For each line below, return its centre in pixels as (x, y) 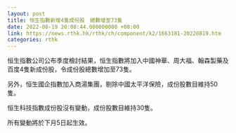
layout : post (26, 14)
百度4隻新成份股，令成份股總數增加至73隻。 (71, 69)
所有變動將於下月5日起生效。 (49, 122)
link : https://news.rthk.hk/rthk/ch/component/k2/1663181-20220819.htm (114, 33)
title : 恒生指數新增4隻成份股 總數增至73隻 (65, 20)
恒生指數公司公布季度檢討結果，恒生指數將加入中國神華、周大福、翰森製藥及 (118, 61)
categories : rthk (33, 40)
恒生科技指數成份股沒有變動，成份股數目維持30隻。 (82, 108)
